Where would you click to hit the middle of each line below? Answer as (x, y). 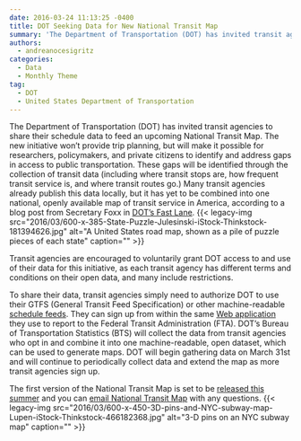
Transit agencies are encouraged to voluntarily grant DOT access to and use (150, 259)
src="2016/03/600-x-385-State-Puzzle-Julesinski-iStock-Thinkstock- (138, 222)
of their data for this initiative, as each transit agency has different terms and (150, 268)
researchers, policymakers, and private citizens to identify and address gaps (150, 155)
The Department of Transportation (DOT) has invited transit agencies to (141, 127)
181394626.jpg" (38, 232)
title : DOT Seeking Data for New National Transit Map (114, 26)
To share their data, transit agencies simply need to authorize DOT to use (144, 295)
